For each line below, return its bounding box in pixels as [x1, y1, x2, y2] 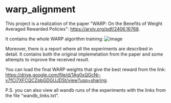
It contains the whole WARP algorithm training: [5, 36, 103, 42]
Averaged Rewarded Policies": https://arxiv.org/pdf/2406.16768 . [5, 25, 140, 32]
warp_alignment [5, 4, 76, 15]
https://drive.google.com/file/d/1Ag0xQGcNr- [5, 71, 101, 78]
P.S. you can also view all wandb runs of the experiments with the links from [5, 87, 166, 93]
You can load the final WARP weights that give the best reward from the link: [5, 66, 166, 72]
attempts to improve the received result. [5, 56, 90, 62]
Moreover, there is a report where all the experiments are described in [5, 45, 153, 51]
